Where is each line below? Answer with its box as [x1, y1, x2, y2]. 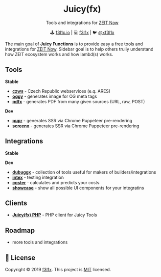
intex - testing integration [12, 174, 64, 180]
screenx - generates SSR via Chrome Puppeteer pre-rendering [12, 123, 139, 129]
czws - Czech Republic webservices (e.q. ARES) [12, 88, 111, 94]
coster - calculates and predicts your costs [12, 179, 99, 185]
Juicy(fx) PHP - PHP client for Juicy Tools [12, 212, 97, 218]
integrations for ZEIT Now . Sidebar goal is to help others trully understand [5, 46, 154, 52]
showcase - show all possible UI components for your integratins [12, 185, 144, 191]
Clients [5, 199, 27, 207]
